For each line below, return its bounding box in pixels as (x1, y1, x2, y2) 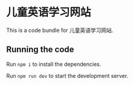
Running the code (6, 45, 74, 55)
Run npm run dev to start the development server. (6, 72, 129, 79)
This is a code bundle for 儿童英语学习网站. (6, 27, 113, 34)
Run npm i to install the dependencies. (6, 60, 101, 68)
